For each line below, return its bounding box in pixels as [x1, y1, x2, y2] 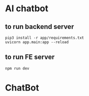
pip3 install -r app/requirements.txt [5, 35, 84, 40]
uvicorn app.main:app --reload [5, 40, 69, 45]
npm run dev [5, 66, 29, 71]
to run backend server [5, 23, 74, 31]
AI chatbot [5, 3, 48, 14]
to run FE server [5, 53, 55, 61]
